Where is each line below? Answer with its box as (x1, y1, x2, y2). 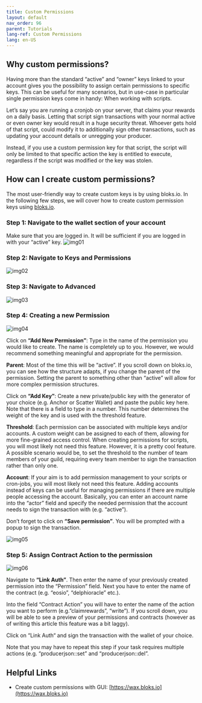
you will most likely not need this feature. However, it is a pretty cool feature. (6, 442, 197, 450)
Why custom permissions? (6, 59, 109, 70)
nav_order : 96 (6, 20, 42, 26)
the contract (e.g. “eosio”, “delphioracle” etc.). (6, 589, 121, 597)
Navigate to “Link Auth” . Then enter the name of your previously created (6, 576, 188, 584)
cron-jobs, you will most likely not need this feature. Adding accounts (6, 480, 179, 487)
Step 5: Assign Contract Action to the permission (6, 551, 153, 559)
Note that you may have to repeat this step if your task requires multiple (6, 644, 185, 651)
